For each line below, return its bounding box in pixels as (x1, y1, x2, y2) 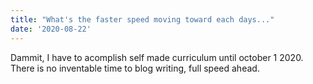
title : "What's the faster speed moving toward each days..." (10, 14, 275, 25)
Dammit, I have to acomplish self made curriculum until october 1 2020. (10, 51, 304, 63)
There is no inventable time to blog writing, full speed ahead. (10, 62, 260, 74)
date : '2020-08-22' (10, 24, 92, 34)
